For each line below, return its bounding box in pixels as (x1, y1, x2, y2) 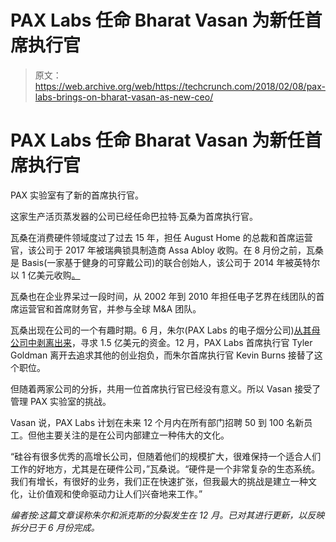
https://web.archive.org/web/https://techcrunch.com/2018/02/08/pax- (34, 80, 326, 92)
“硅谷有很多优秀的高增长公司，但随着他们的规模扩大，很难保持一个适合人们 (10, 450, 322, 462)
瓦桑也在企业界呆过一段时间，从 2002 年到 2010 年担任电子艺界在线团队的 (10, 290, 317, 302)
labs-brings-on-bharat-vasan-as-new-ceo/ (34, 91, 214, 103)
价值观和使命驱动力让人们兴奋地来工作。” (36, 487, 203, 500)
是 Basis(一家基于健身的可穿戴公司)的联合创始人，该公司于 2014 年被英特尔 (10, 256, 321, 268)
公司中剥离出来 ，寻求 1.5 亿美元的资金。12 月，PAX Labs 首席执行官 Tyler (10, 336, 313, 348)
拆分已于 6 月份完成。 (10, 521, 100, 533)
